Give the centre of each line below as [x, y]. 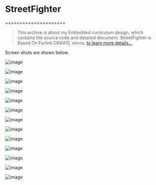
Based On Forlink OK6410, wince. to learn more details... [75, 43]
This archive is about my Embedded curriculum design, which [80, 32]
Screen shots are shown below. [37, 52]
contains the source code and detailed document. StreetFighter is [84, 38]
